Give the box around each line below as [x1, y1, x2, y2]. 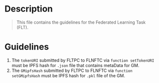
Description [4, 3, 53, 14]
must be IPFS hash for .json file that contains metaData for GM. [11, 62, 140, 68]
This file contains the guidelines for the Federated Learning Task [16, 19, 146, 25]
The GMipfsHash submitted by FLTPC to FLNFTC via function [11, 68, 133, 73]
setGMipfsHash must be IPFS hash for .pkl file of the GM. [11, 72, 125, 78]
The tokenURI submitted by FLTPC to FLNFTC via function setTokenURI [11, 57, 154, 63]
